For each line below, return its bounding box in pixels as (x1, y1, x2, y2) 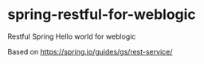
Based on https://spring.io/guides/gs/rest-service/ (7, 47, 173, 56)
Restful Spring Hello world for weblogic (7, 32, 136, 41)
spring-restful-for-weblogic (7, 6, 196, 24)
